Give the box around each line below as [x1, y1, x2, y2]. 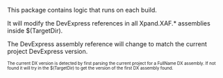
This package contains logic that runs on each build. [7, 6, 158, 14]
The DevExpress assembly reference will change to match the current [7, 40, 207, 48]
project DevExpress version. [7, 48, 88, 55]
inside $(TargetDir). [7, 27, 63, 35]
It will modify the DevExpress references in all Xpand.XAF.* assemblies [7, 19, 210, 27]
